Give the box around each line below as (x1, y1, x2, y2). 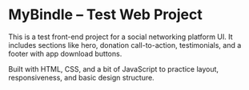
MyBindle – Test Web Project (8, 6, 203, 24)
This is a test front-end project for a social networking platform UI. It (8, 32, 234, 41)
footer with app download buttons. (8, 49, 122, 58)
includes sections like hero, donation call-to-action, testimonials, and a (8, 40, 242, 49)
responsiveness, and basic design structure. (8, 72, 155, 82)
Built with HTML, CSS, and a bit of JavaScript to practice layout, (8, 64, 219, 73)
